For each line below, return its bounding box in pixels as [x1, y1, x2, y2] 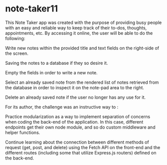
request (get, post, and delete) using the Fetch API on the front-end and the [5, 144, 161, 150]
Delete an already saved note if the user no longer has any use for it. [5, 94, 146, 100]
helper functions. [5, 129, 40, 135]
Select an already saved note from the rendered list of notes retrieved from [5, 79, 159, 85]
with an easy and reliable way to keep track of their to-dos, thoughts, [5, 24, 147, 30]
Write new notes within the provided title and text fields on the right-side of [5, 45, 160, 51]
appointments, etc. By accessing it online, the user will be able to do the [5, 30, 153, 36]
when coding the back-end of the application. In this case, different [5, 119, 144, 125]
